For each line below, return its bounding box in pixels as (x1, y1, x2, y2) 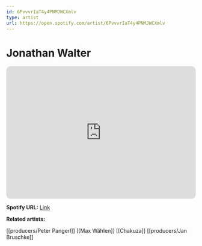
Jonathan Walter (6, 46, 91, 60)
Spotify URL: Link (6, 204, 50, 211)
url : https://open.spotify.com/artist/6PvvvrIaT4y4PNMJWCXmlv (6, 20, 165, 26)
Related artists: (6, 215, 46, 223)
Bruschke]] (6, 233, 34, 241)
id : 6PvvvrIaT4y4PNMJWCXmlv (6, 8, 77, 15)
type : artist (6, 14, 39, 20)
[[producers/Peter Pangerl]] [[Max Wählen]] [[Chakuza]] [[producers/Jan (6, 227, 188, 235)
